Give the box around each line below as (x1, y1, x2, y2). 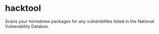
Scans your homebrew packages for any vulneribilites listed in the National (5, 18, 154, 24)
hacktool (5, 3, 41, 14)
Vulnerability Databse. (5, 23, 49, 29)
